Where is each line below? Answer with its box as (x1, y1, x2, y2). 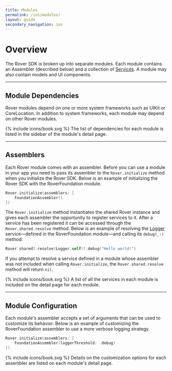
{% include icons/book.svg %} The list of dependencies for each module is (5, 126, 164, 132)
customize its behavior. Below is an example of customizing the (5, 320, 139, 326)
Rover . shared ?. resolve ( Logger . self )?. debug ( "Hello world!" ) (5, 246, 137, 251)
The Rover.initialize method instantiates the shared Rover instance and (5, 209, 160, 215)
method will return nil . (5, 267, 54, 273)
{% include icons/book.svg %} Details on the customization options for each (5, 354, 166, 361)
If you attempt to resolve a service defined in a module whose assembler (5, 255, 159, 261)
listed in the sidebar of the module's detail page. (5, 131, 107, 137)
